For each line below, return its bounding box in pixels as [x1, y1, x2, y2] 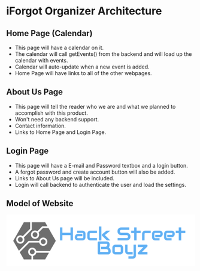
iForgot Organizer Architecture [6, 4, 162, 18]
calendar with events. [14, 57, 68, 64]
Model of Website [6, 198, 74, 209]
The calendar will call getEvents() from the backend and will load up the [14, 50, 192, 58]
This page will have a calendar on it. [14, 44, 104, 51]
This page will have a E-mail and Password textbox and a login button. [14, 162, 189, 169]
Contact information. [14, 122, 66, 129]
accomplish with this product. [14, 109, 88, 117]
